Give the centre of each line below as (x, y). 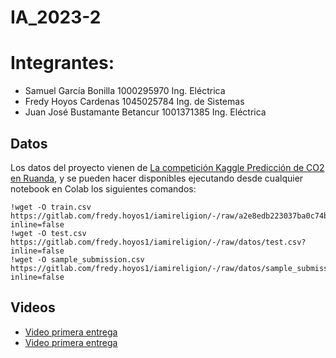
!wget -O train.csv (51, 207)
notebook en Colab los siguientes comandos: (103, 188)
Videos (33, 307)
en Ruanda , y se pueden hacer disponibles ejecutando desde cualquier (157, 178)
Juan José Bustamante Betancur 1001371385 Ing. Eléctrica (145, 112)
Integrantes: (62, 63)
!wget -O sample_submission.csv (77, 259)
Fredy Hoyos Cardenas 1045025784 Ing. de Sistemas (134, 102)
